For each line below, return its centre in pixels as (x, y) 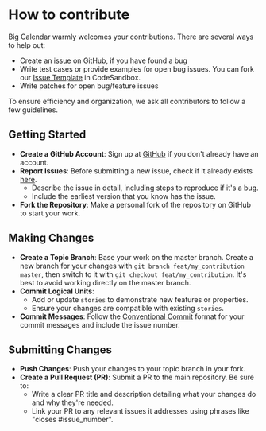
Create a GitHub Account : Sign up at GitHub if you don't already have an (139, 153)
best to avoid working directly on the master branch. (105, 282)
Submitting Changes (60, 349)
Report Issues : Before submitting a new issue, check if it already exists (136, 171)
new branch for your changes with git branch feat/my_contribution (132, 266)
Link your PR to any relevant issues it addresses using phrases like (140, 411)
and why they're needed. (72, 402)
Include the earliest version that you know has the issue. (123, 196)
